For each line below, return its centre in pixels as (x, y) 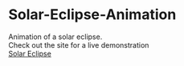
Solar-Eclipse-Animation (92, 15)
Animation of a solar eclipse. (55, 37)
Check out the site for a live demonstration (79, 45)
